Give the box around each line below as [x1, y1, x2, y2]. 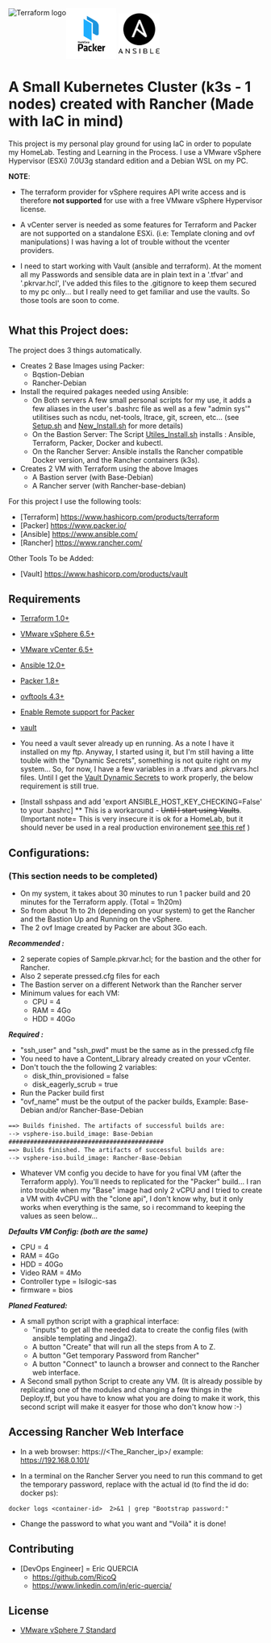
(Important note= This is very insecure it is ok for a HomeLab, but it [19, 814, 244, 824]
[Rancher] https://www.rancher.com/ [19, 538, 143, 547]
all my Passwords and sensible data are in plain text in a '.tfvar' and [19, 269, 244, 279]
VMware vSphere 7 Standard [19, 1625, 117, 1635]
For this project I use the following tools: [8, 496, 142, 506]
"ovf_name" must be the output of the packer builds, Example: [19, 1096, 227, 1107]
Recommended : [8, 938, 65, 948]
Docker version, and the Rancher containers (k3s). [31, 455, 200, 464]
